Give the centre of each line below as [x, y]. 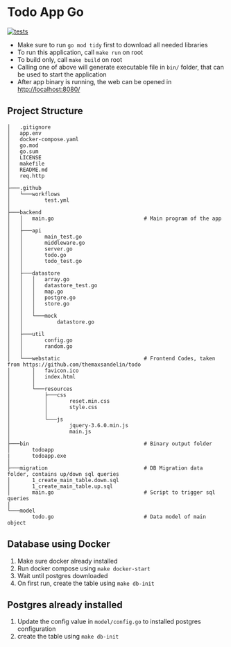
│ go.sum [23, 151]
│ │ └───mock [32, 316]
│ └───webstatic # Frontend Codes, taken [111, 358]
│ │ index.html [42, 376]
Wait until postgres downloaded [62, 575]
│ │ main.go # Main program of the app [114, 218]
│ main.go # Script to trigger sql [111, 492]
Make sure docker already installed [67, 561]
